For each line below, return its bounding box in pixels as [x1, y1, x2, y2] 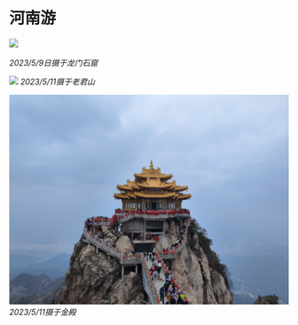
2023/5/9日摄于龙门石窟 [9, 57, 98, 67]
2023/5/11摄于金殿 [9, 306, 77, 317]
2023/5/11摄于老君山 [20, 76, 96, 87]
